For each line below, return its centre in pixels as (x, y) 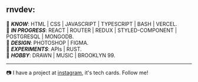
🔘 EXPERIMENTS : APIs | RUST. (44, 49)
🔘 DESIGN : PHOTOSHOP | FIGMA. (47, 42)
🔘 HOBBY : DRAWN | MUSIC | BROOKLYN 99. (61, 55)
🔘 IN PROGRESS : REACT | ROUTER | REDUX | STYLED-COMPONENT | (92, 30)
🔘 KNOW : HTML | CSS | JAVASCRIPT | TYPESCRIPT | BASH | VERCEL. (92, 24)
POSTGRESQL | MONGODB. (40, 36)
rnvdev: (21, 10)
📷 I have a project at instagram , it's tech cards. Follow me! (77, 73)
